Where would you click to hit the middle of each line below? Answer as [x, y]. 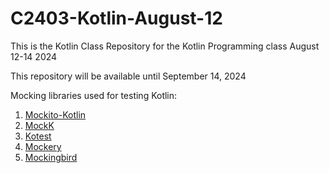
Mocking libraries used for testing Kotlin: [94, 95]
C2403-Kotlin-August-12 [116, 18]
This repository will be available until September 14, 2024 [128, 76]
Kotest [38, 136]
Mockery [43, 146]
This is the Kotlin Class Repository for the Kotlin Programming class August [165, 46]
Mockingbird [51, 157]
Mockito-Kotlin [55, 114]
